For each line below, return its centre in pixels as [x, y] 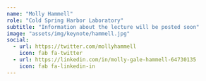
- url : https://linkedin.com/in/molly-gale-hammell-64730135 [105, 60]
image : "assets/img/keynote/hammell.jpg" [68, 33]
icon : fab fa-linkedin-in [57, 66]
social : [18, 40]
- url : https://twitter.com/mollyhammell [75, 46]
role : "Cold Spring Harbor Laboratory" [65, 20]
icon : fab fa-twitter [51, 54]
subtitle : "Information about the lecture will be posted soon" [103, 27]
